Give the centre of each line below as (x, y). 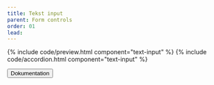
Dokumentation (30, 74)
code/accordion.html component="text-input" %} (78, 60)
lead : (15, 33)
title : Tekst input (35, 13)
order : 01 (21, 26)
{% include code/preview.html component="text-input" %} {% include (107, 52)
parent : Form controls (40, 20)
